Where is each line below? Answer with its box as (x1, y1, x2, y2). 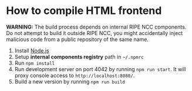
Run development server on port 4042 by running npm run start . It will (14, 65, 186, 72)
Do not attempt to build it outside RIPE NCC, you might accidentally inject (6, 29, 183, 36)
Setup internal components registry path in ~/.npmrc (14, 53, 144, 60)
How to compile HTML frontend (6, 4, 162, 17)
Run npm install (14, 60, 55, 66)
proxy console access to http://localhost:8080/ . (14, 72, 135, 79)
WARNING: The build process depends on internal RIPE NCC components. (6, 23, 187, 30)
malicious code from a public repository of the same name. (6, 36, 149, 43)
